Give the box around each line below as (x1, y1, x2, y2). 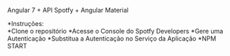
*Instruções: (7, 20, 44, 27)
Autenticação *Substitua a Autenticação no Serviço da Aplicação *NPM (7, 34, 217, 43)
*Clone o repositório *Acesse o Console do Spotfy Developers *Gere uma (7, 27, 224, 35)
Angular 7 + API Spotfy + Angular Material (7, 6, 129, 14)
